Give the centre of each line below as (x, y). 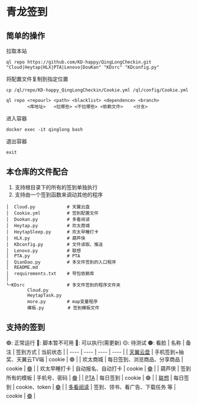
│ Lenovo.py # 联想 (44, 251)
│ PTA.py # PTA (43, 256)
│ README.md (22, 267)
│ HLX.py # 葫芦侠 (46, 238)
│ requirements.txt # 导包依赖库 (50, 274)
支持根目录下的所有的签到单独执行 (56, 187)
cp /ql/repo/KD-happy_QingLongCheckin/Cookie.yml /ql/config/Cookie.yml (97, 90)
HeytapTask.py (45, 295)
